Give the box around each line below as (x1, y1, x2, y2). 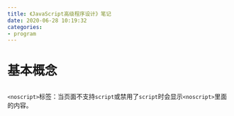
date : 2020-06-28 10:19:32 (7, 17, 87, 24)
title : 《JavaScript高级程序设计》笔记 (7, 10, 112, 18)
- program (7, 30, 37, 37)
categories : (7, 23, 43, 30)
